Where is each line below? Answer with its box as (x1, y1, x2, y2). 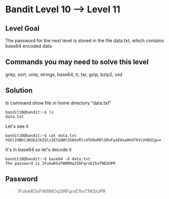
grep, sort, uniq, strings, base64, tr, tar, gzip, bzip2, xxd (5, 71, 123, 77)
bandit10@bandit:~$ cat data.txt (5, 133, 77, 138)
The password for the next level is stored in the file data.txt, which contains (5, 37, 164, 43)
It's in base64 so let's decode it (5, 146, 72, 152)
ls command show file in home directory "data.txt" (5, 100, 112, 106)
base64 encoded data (5, 43, 52, 49)
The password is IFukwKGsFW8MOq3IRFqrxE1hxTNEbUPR (5, 161, 116, 166)
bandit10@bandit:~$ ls (5, 109, 54, 115)
